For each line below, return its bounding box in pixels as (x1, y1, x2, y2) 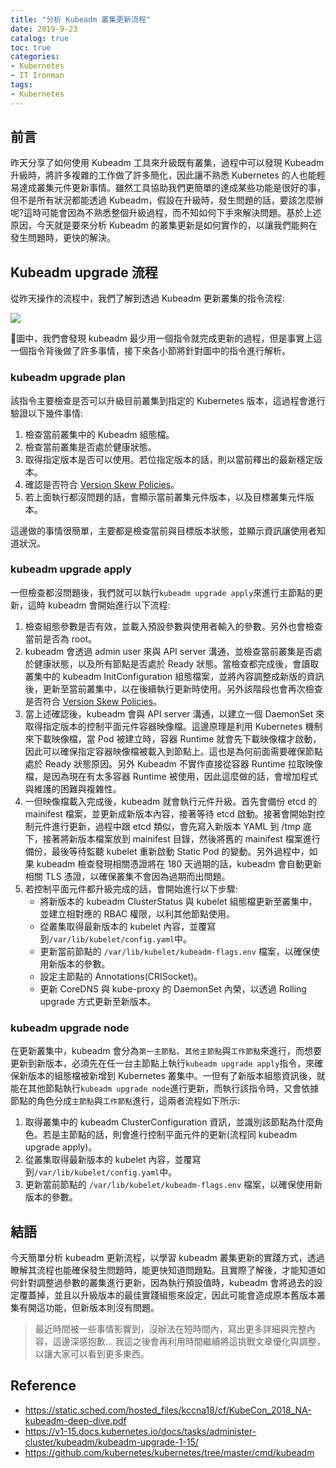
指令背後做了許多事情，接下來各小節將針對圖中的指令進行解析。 (27, 345, 291, 357)
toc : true (10, 42, 52, 53)
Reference (10, 1377, 77, 1395)
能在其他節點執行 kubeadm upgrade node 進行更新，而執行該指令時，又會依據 (10, 1082, 320, 1095)
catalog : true (10, 33, 70, 43)
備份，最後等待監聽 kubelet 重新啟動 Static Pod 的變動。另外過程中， (24, 845, 310, 857)
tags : (10, 80, 33, 90)
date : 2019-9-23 (10, 24, 78, 34)
